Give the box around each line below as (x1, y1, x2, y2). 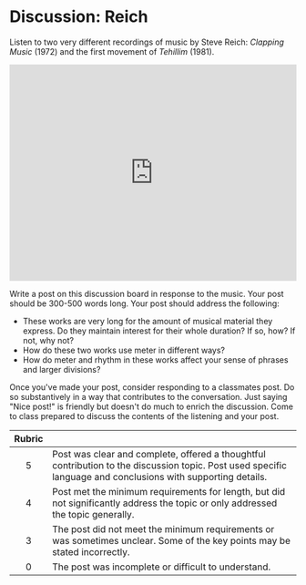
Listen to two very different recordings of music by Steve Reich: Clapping (9, 36, 285, 47)
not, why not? (22, 334, 75, 345)
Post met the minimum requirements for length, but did (51, 485, 286, 498)
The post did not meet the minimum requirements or (51, 522, 275, 535)
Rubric (14, 432, 44, 445)
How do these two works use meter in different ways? (22, 344, 226, 355)
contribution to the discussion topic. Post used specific (51, 458, 287, 471)
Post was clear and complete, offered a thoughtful (51, 447, 266, 460)
